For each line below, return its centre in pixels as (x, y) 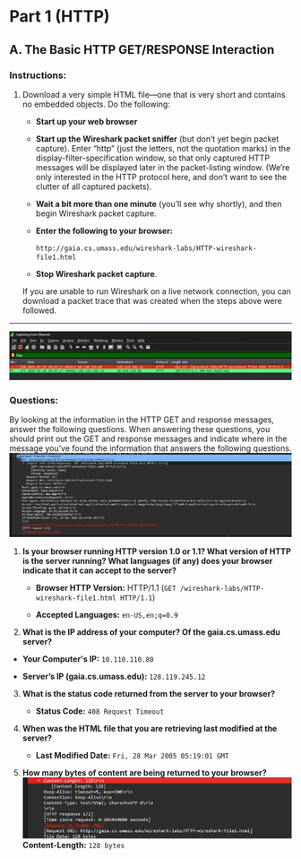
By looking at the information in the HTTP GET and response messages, (142, 420)
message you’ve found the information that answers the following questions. (150, 448)
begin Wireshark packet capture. (96, 213)
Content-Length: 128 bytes (73, 846)
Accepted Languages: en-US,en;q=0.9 (107, 614)
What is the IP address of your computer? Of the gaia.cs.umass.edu (151, 632)
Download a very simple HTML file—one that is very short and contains (154, 94)
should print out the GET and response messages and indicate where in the (148, 439)
